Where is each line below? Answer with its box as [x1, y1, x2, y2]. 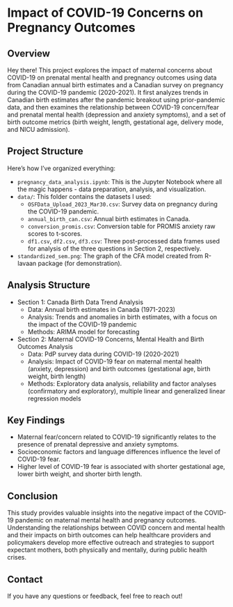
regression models [27, 394, 81, 403]
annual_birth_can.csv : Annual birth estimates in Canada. [27, 214, 191, 223]
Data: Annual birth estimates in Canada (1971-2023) [27, 305, 176, 313]
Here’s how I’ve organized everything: [7, 164, 116, 172]
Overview [7, 47, 51, 59]
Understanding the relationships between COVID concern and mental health [7, 523, 225, 532]
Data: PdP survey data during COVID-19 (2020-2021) [27, 350, 179, 358]
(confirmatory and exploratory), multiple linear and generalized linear [27, 387, 226, 395]
